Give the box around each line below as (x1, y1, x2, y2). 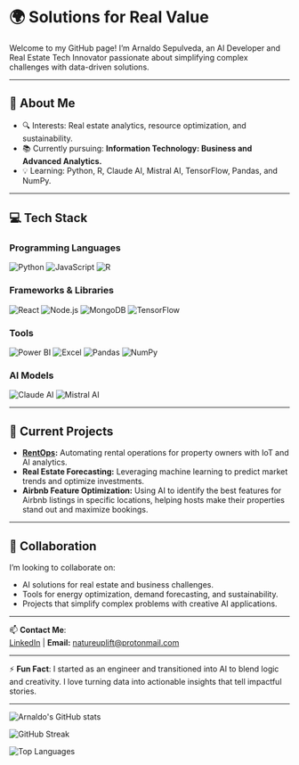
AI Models (9, 369, 54, 382)
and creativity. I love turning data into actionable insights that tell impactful (9, 676, 282, 687)
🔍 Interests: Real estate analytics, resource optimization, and (21, 119, 246, 130)
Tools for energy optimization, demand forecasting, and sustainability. (21, 588, 279, 599)
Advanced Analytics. (21, 155, 102, 166)
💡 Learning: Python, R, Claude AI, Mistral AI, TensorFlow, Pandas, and (21, 165, 279, 176)
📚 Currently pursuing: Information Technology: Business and (21, 143, 253, 153)
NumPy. (21, 175, 52, 185)
